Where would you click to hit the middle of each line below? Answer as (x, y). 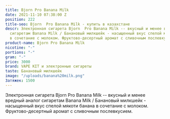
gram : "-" (16, 57)
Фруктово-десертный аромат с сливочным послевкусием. (69, 111)
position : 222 (20, 19)
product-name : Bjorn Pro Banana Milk (45, 43)
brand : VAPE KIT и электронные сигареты (49, 66)
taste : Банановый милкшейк (34, 71)
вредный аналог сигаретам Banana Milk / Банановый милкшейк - (76, 100)
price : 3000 (18, 62)
